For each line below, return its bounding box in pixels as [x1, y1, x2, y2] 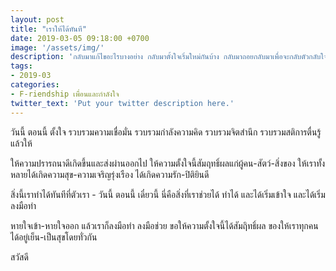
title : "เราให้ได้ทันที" [10, 24, 87, 34]
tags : [10, 61, 33, 71]
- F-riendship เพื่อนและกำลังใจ [10, 89, 120, 99]
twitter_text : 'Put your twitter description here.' [10, 98, 235, 108]
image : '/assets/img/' [10, 42, 105, 53]
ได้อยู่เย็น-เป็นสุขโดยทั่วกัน [10, 231, 98, 243]
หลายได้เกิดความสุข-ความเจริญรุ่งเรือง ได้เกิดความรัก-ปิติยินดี [10, 168, 210, 180]
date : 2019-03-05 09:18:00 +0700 [10, 33, 150, 43]
